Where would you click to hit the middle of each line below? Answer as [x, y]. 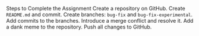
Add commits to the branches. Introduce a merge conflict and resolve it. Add [100, 21]
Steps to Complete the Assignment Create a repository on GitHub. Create [96, 8]
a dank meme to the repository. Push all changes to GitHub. [79, 27]
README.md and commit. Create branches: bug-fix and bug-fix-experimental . [99, 15]
